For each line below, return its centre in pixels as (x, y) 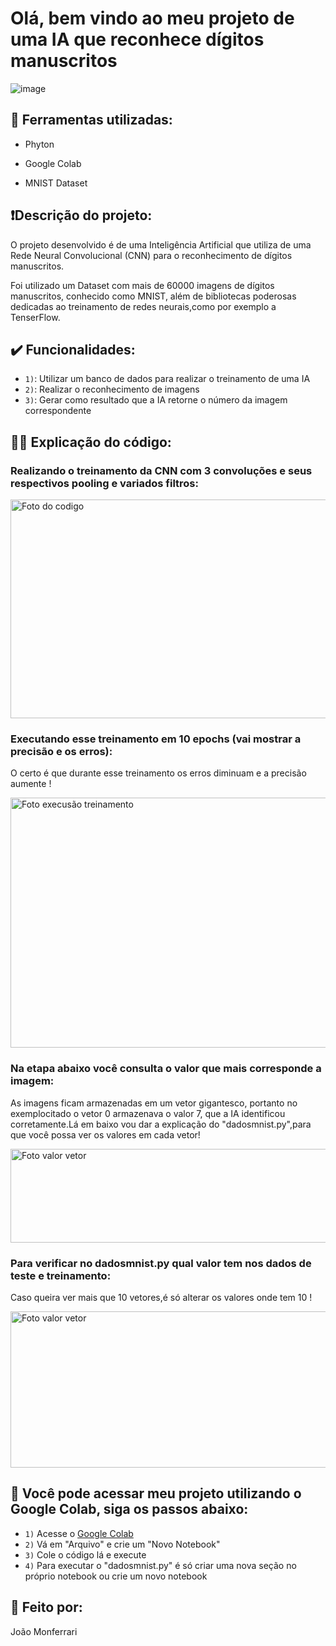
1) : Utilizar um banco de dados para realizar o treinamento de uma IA (167, 379)
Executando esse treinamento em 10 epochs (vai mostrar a (156, 739)
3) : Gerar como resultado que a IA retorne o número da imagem (156, 400)
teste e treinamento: (61, 1275)
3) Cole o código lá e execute (85, 1554)
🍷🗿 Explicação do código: (91, 442)
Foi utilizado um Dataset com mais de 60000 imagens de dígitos (142, 285)
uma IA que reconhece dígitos (137, 39)
